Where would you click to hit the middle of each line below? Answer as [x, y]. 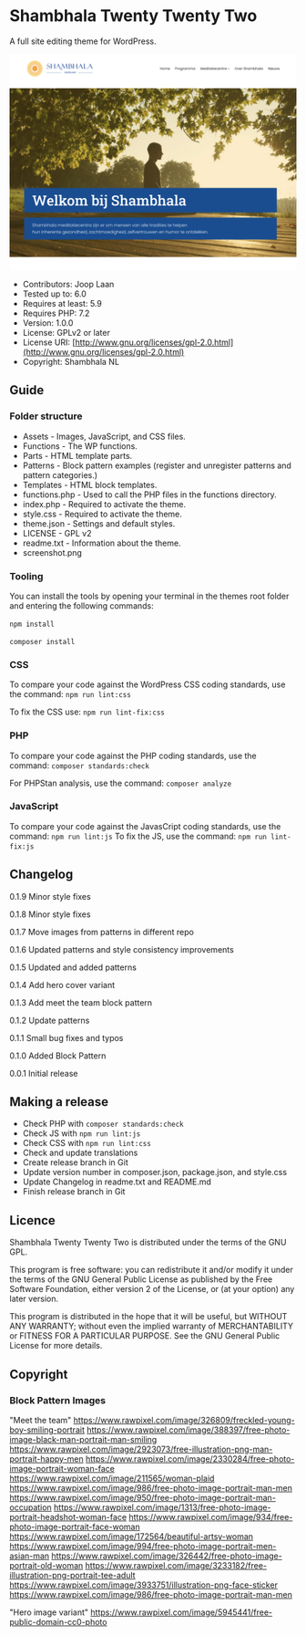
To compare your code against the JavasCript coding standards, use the [145, 826]
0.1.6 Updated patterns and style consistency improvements [122, 949]
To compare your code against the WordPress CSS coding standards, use [148, 684]
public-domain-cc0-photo [58, 1621]
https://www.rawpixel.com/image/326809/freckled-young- [184, 1420]
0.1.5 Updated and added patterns [73, 967]
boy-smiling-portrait [47, 1430]
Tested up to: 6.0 [54, 294]
